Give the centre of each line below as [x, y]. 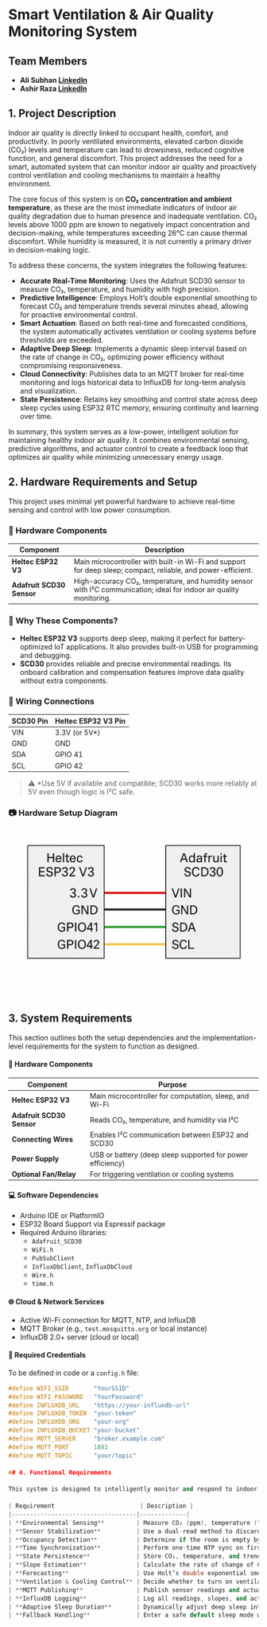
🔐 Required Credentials [47, 1355]
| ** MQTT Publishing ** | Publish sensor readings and [124, 1590]
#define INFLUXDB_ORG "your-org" [69, 1422]
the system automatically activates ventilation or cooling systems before [138, 331]
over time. [36, 416]
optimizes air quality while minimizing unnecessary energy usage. [116, 457]
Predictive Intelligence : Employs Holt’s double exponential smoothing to [138, 297]
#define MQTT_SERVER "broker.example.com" [87, 1439]
